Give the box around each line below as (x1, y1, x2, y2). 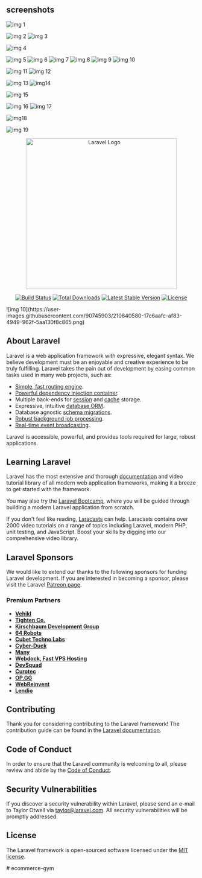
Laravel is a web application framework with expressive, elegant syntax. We (6, 352, 195, 359)
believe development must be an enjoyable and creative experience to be (6, 358, 189, 366)
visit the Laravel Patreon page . (6, 581, 82, 588)
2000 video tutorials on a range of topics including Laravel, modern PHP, (6, 522, 188, 529)
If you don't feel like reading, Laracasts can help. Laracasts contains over (6, 515, 188, 523)
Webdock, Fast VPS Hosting (14, 655, 87, 662)
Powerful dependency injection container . (14, 389, 119, 396)
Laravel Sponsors (6, 552, 74, 562)
